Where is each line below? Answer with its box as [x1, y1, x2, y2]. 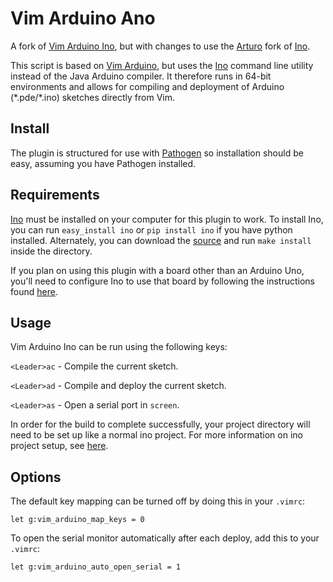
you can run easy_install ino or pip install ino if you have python [10, 223, 293, 236]
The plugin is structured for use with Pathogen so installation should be [10, 147, 304, 159]
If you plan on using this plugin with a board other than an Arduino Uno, [10, 264, 305, 276]
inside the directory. [10, 245, 93, 257]
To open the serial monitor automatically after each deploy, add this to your [10, 532, 320, 544]
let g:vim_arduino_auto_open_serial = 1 [10, 562, 182, 572]
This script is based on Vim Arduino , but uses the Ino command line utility [10, 59, 314, 71]
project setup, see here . [10, 440, 109, 452]
